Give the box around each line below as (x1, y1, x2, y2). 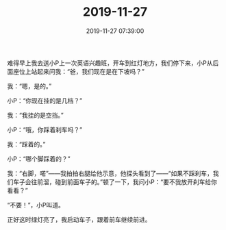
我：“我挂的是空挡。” (7, 111, 64, 119)
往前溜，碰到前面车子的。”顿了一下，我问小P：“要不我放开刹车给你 (30, 177, 218, 186)
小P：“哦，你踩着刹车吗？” (7, 125, 83, 133)
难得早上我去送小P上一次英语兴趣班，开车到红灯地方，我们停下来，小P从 (7, 59, 213, 67)
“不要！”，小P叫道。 (7, 201, 65, 209)
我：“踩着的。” (7, 140, 46, 148)
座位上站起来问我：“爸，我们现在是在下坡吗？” (12, 67, 145, 75)
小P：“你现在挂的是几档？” (7, 97, 83, 105)
